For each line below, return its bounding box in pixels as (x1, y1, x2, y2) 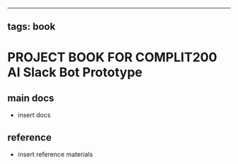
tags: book (7, 20, 56, 33)
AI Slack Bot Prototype (7, 64, 143, 80)
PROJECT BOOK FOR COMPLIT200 (7, 49, 217, 65)
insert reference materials (17, 150, 93, 159)
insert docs (17, 111, 51, 119)
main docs (7, 92, 55, 104)
